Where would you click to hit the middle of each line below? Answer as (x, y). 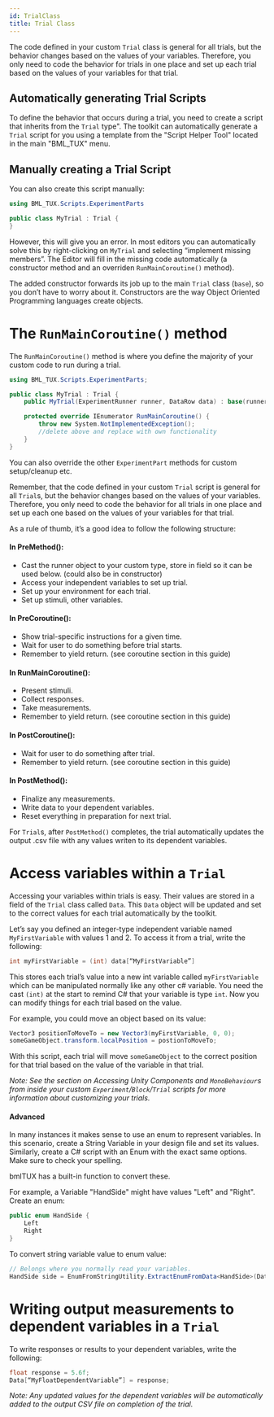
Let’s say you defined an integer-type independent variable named (121, 929)
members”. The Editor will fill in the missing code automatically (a (118, 259)
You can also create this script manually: (77, 189)
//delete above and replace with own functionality (128, 432)
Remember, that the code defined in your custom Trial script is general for (135, 487)
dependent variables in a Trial (115, 1326)
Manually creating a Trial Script (90, 169)
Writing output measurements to (122, 1309)
